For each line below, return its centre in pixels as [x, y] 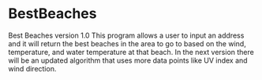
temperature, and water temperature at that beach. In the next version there [131, 52]
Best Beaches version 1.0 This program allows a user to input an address [126, 35]
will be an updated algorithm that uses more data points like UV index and [128, 60]
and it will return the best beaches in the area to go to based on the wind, [127, 43]
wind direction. [32, 68]
